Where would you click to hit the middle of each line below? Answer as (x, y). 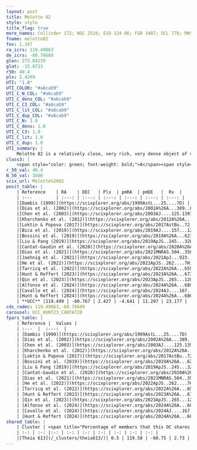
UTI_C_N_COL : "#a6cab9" (35, 94)
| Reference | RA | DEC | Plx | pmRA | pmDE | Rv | (99, 192)
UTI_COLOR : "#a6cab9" (33, 88)
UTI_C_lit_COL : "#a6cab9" (38, 110)
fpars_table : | (25, 318)
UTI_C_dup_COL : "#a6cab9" (38, 115)
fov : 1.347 (19, 45)
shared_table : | (26, 422)
